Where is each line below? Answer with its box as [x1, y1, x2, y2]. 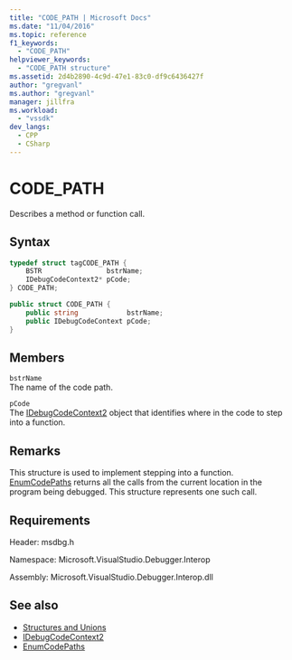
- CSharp [17, 139, 51, 148]
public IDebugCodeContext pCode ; [25, 316, 152, 325]
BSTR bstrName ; [25, 267, 144, 276]
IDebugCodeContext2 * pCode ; [25, 275, 131, 285]
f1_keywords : [9, 38, 59, 48]
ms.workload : [9, 106, 59, 115]
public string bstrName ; [25, 308, 165, 317]
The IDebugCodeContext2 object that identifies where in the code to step [9, 408, 283, 419]
